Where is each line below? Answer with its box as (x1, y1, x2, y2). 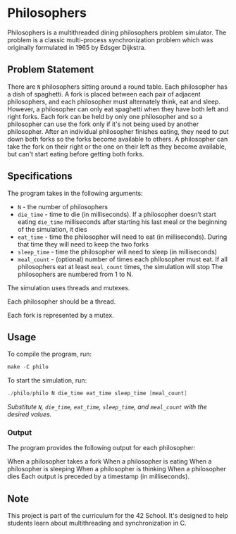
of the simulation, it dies (17, 225, 87, 233)
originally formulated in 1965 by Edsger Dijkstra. (7, 43, 147, 51)
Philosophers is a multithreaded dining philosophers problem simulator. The (7, 28, 227, 37)
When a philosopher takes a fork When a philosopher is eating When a (7, 457, 212, 466)
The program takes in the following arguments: (7, 189, 143, 197)
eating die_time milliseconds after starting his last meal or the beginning (17, 217, 228, 226)
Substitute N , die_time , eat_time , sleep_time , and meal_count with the (7, 403, 208, 411)
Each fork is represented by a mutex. (7, 311, 114, 319)
